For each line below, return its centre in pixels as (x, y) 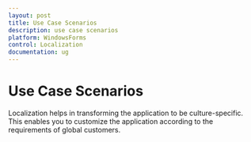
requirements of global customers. (65, 129)
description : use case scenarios (63, 30)
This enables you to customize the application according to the (111, 121)
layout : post (30, 15)
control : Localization (46, 45)
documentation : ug (38, 52)
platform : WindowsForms (48, 37)
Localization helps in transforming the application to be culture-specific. (126, 113)
